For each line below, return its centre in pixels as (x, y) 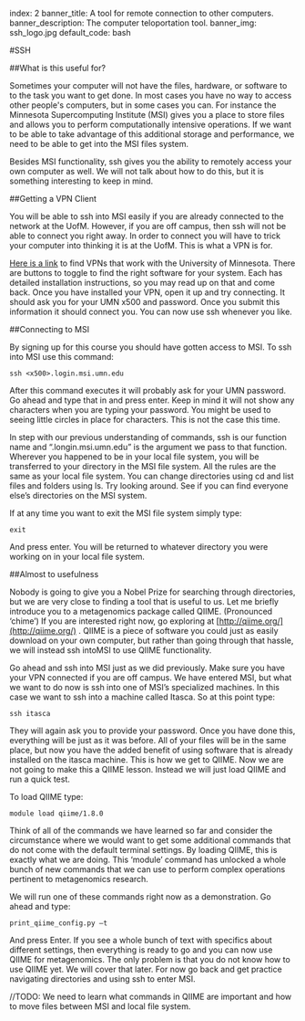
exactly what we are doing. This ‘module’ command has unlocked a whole (148, 859)
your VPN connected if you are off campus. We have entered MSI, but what (151, 678)
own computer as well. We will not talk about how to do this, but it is (137, 171)
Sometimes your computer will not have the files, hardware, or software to (148, 85)
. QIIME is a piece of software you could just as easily (179, 631)
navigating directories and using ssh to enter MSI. (102, 979)
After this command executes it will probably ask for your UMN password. (148, 390)
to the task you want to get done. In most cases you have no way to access (151, 95)
